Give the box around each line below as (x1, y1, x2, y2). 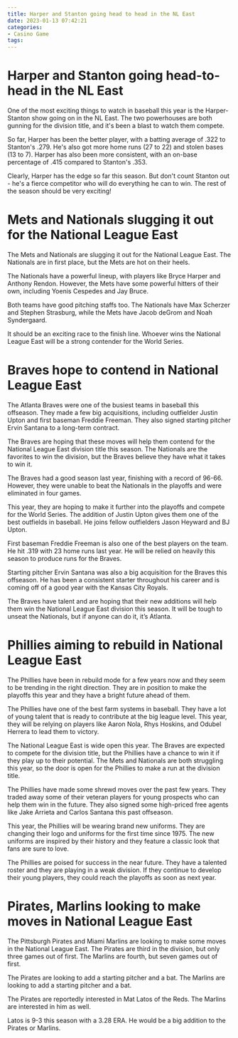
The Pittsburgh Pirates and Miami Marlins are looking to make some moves (7, 937, 226, 945)
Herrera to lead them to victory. (7, 727, 99, 735)
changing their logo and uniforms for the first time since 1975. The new (7, 829, 215, 837)
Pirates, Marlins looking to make (7, 898, 201, 915)
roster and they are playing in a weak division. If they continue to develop (7, 866, 222, 874)
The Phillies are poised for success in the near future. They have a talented (7, 858, 227, 866)
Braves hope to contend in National (7, 362, 219, 378)
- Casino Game (7, 30, 50, 38)
